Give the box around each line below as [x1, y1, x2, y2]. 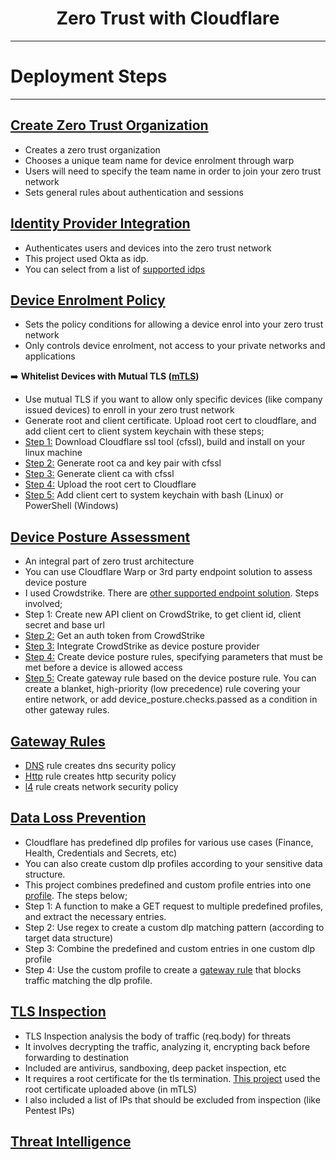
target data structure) [24, 932, 114, 944]
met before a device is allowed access [24, 662, 183, 674]
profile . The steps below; [24, 889, 128, 901]
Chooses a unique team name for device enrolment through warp [24, 154, 295, 166]
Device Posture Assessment [10, 528, 191, 546]
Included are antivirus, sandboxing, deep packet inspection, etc [24, 1062, 287, 1074]
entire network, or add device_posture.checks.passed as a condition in [24, 693, 318, 706]
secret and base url [24, 619, 105, 631]
